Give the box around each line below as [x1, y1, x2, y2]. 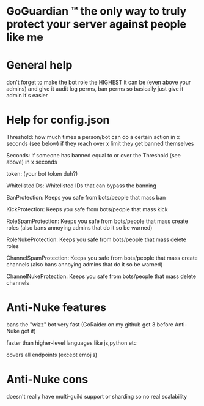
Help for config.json [6, 113, 110, 127]
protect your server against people [6, 17, 186, 31]
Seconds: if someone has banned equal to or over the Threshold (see [6, 152, 181, 159]
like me [6, 31, 44, 44]
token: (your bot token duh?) [6, 170, 78, 178]
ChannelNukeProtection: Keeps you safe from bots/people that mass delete [6, 273, 197, 280]
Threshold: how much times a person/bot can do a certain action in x [6, 133, 180, 141]
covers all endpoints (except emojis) [6, 351, 98, 358]
